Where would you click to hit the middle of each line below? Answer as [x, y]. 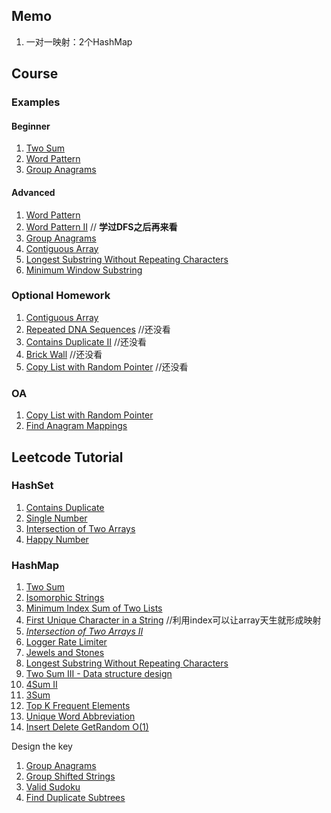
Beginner [31, 126]
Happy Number [57, 539]
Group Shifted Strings [70, 776]
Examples [36, 102]
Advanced [33, 192]
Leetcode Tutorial [67, 457]
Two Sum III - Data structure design [99, 674]
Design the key [42, 746]
